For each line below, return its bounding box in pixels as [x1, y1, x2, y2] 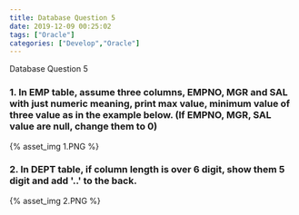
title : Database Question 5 [9, 13, 116, 23]
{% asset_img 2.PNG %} [9, 195, 102, 206]
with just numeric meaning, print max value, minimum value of [9, 97, 291, 110]
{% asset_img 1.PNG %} [9, 141, 100, 151]
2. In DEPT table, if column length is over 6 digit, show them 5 [9, 163, 285, 176]
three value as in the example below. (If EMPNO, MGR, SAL [9, 109, 272, 122]
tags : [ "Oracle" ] [9, 30, 75, 39]
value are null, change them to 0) [9, 120, 157, 132]
